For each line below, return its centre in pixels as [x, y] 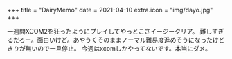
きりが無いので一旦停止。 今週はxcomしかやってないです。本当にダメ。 [109, 48]
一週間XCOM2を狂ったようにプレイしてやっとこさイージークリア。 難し [110, 31]
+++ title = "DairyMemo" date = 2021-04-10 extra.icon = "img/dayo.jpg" [110, 10]
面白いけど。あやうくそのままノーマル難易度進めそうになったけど [131, 40]
